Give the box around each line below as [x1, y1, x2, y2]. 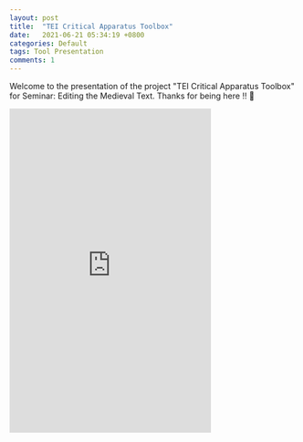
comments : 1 [9, 56, 55, 65]
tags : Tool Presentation [9, 47, 104, 57]
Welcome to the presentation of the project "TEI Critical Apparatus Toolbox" [9, 81, 295, 91]
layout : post [9, 13, 59, 23]
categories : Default [9, 38, 89, 48]
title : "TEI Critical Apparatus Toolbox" [9, 22, 173, 31]
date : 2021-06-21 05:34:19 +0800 [9, 30, 145, 39]
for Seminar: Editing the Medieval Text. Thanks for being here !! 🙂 [9, 90, 256, 101]
